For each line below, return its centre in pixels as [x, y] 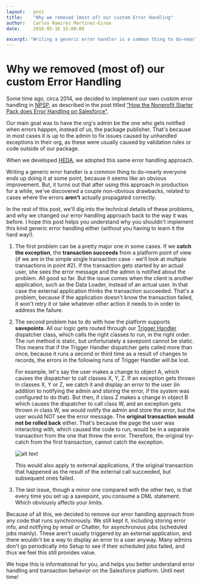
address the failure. [39, 310]
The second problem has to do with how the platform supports [92, 322]
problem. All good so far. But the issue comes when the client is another [104, 278]
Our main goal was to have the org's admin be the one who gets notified [96, 123]
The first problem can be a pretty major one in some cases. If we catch [103, 247]
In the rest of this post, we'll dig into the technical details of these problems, [100, 209]
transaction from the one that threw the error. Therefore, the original [99, 436]
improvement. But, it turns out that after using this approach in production [97, 185]
